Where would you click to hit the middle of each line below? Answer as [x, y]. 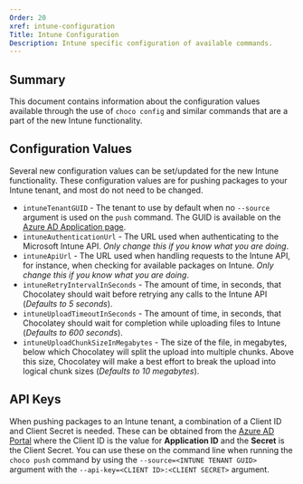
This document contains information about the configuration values [135, 101]
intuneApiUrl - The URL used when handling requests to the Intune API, [156, 255]
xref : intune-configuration [62, 26]
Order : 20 [28, 18]
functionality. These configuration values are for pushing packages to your [148, 180]
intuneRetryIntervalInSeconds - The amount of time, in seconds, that [152, 284]
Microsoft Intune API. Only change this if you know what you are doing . [156, 246]
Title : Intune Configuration [64, 34]
